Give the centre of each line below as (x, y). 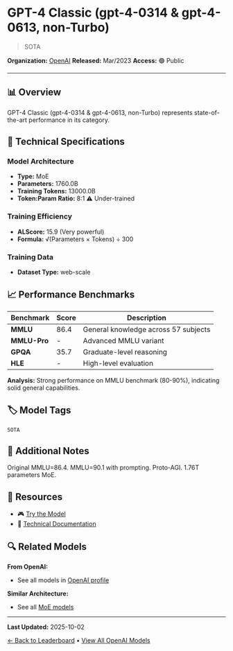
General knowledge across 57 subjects (147, 329)
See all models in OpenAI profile (63, 580)
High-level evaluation (118, 363)
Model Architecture (41, 162)
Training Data (31, 257)
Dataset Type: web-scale (54, 272)
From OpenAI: (28, 567)
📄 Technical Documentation (57, 524)
